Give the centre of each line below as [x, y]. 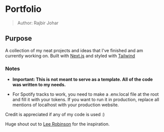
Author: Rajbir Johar [38, 23]
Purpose [19, 38]
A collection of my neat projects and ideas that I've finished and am [74, 50]
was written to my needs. [39, 85]
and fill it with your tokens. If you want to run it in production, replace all [86, 100]
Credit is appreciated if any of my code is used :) [55, 115]
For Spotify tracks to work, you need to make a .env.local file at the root [85, 94]
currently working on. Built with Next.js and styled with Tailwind [70, 56]
